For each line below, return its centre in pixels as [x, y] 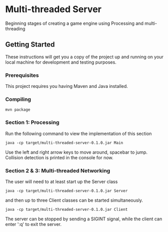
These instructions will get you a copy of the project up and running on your [84, 57]
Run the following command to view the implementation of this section [78, 133]
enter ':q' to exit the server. [33, 224]
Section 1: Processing [32, 122]
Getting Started [30, 45]
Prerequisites [22, 75]
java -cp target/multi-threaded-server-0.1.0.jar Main [64, 143]
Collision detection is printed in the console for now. [59, 157]
